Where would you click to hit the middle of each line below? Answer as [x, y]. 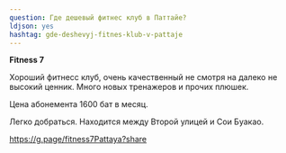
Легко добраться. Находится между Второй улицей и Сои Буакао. [137, 121]
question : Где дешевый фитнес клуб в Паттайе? [98, 18]
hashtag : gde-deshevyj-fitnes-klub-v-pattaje [96, 34]
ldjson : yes [31, 26]
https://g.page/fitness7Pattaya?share [78, 139]
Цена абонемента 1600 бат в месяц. [79, 104]
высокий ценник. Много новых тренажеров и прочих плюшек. [129, 87]
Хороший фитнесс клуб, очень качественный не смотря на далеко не [143, 77]
